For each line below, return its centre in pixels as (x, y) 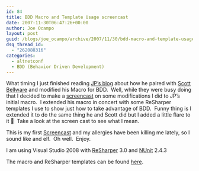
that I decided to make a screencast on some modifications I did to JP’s (93, 96)
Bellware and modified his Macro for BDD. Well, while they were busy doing (99, 90)
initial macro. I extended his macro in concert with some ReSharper (89, 102)
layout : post (22, 34)
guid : (13, 39)
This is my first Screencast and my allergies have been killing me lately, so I (98, 133)
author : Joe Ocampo (30, 28)
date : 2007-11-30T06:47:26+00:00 (47, 22)
